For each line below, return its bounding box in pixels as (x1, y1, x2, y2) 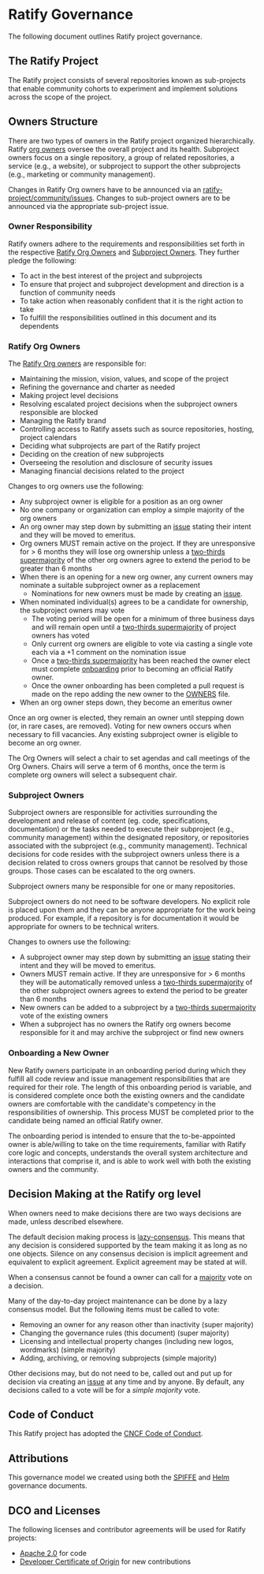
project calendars (19, 433, 77, 442)
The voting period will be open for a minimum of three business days (31, 614, 255, 623)
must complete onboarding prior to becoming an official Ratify (31, 664, 234, 674)
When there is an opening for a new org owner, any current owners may (19, 572, 254, 582)
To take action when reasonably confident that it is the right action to (19, 296, 244, 305)
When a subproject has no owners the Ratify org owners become (19, 1019, 231, 1029)
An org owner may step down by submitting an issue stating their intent (19, 522, 251, 531)
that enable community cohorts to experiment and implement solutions (8, 84, 238, 93)
